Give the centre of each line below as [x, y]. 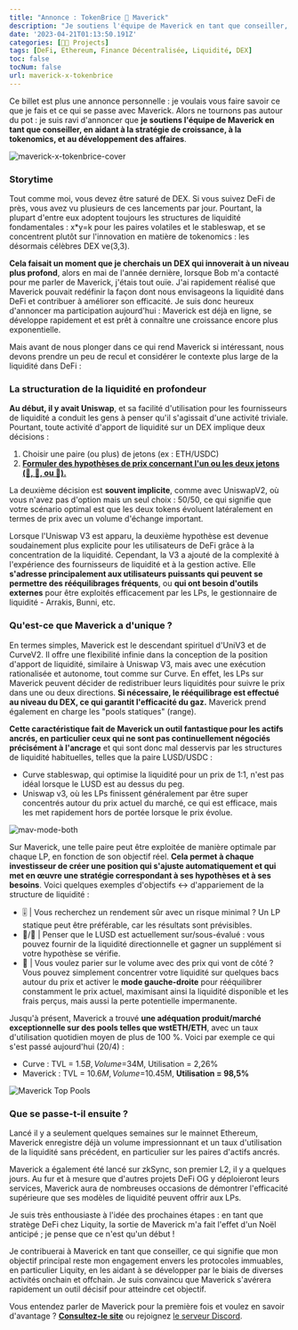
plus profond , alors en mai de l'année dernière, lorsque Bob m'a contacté [144, 273]
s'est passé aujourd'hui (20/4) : [67, 1046]
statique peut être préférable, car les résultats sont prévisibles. [137, 925]
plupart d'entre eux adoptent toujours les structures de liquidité [125, 218]
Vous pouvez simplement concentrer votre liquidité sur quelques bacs [150, 972]
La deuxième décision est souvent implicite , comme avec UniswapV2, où [144, 491]
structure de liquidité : [49, 894]
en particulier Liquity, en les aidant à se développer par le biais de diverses [146, 1270]
